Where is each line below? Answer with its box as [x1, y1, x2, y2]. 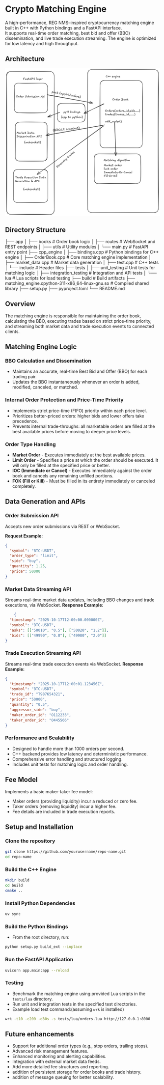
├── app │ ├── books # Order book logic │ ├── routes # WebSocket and [5, 238, 156, 244]
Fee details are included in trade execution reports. [12, 808, 115, 814]
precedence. [12, 418, 38, 424]
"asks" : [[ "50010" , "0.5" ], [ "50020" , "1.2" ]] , [9, 628, 109, 633]
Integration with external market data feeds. [12, 1058, 101, 1064]
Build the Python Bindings [5, 923, 68, 930]
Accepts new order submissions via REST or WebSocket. [5, 523, 120, 529]
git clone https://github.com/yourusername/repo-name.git [5, 849, 126, 854]
